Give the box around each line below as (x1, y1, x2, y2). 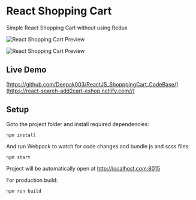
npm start (6, 154, 31, 160)
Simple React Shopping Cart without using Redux (6, 24, 128, 31)
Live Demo (6, 65, 47, 75)
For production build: (6, 176, 58, 184)
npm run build (6, 188, 42, 194)
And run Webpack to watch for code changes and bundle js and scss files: (6, 142, 190, 150)
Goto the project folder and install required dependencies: (6, 120, 149, 127)
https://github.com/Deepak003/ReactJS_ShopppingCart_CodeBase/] (8, 80, 179, 88)
